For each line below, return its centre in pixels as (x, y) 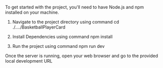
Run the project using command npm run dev (58, 46)
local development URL (29, 61)
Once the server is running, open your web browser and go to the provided (82, 56)
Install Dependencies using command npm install (62, 37)
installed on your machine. (32, 12)
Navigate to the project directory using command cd (66, 22)
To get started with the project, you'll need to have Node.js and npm (75, 7)
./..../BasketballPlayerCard (39, 27)
